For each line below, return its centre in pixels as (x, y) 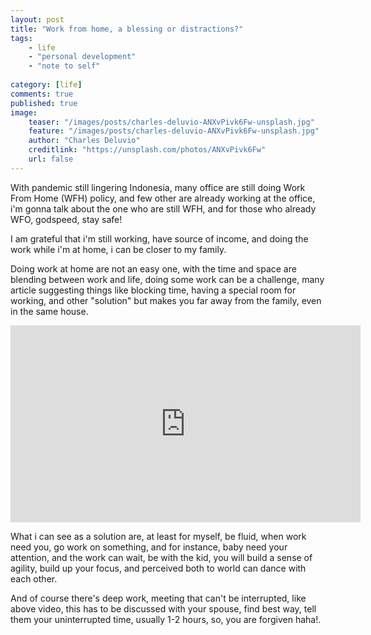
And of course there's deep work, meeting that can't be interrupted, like (158, 598)
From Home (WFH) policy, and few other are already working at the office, (163, 198)
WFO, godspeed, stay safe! (66, 219)
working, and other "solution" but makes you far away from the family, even (166, 300)
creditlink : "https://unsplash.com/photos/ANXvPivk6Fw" (147, 150)
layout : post (37, 19)
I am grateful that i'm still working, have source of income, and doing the (159, 238)
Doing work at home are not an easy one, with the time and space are (153, 268)
